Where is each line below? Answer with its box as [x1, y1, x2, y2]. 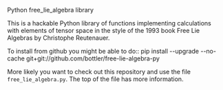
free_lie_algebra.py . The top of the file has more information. [7, 75, 184, 83]
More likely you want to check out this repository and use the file [7, 68, 191, 76]
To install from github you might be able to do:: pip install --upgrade [7, 47, 200, 55]
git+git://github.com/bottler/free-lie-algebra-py [26, 54, 160, 63]
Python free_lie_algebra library [7, 6, 94, 14]
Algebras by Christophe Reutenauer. [7, 34, 110, 42]
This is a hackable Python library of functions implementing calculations [7, 19, 211, 27]
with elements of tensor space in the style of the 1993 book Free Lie [7, 27, 200, 34]
